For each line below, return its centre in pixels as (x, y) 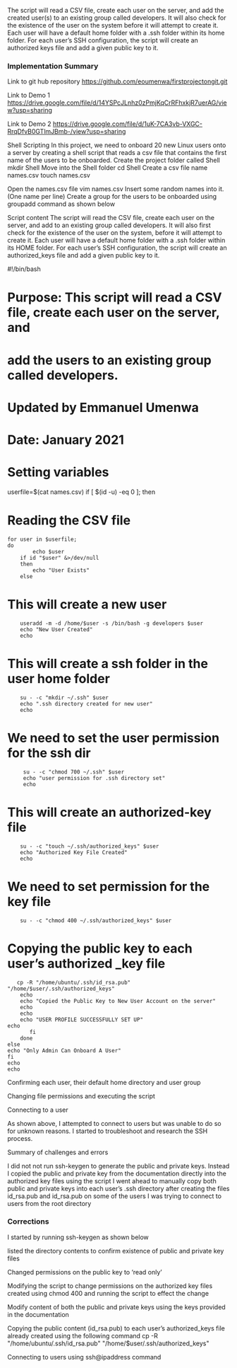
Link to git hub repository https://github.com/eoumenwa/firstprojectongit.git (117, 81)
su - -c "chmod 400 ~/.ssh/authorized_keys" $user (96, 920)
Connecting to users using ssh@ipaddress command (84, 1357)
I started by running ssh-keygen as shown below (78, 1237)
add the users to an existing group (109, 360)
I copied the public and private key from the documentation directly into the (117, 1173)
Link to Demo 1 (29, 96)
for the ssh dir (49, 753)
